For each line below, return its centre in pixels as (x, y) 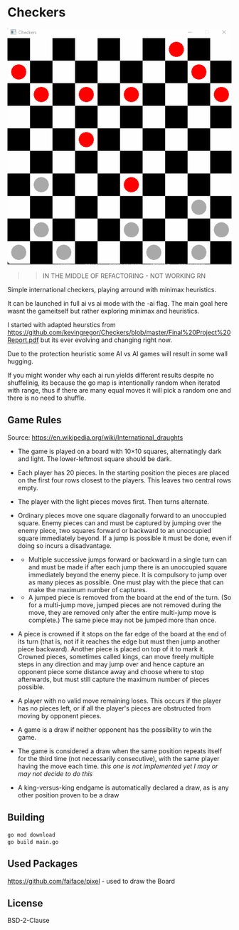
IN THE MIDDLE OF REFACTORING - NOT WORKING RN (124, 276)
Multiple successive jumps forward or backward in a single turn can (128, 559)
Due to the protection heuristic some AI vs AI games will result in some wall (117, 354)
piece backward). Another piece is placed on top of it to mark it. (111, 649)
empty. (28, 487)
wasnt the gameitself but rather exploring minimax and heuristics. (103, 311)
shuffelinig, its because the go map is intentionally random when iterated (114, 383)
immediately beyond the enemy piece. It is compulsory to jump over (128, 574)
